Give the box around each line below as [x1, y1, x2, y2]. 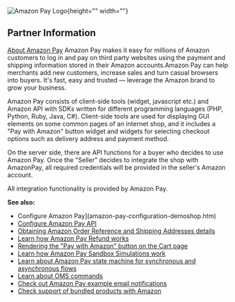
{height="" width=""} [66, 7, 128, 15]
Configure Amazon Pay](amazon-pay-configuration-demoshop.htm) [17, 212, 217, 220]
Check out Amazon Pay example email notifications [17, 279, 167, 287]
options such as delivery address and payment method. [7, 134, 169, 143]
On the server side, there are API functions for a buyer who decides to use [7, 148, 224, 157]
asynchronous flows [17, 264, 77, 272]
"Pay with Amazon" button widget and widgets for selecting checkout [7, 127, 210, 135]
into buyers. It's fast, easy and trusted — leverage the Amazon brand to [7, 75, 215, 84]
